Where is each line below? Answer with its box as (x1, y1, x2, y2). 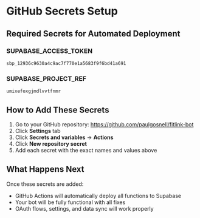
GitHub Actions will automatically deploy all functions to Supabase (15, 192, 181, 199)
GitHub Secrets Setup (6, 4, 119, 18)
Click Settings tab (15, 127, 61, 134)
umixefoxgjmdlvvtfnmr (6, 88, 61, 95)
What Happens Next (6, 164, 84, 174)
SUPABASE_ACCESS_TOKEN (6, 47, 93, 55)
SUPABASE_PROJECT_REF (6, 74, 87, 83)
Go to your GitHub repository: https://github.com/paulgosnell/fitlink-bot (15, 120, 194, 128)
